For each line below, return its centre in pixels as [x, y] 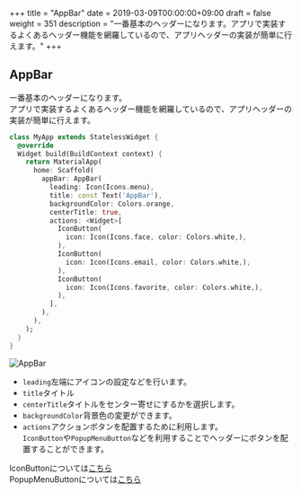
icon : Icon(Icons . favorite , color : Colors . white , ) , [164, 287]
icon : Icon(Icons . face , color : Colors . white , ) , [156, 237]
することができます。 [70, 449]
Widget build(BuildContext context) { [90, 154]
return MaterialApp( [64, 162]
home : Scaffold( [63, 171]
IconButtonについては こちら [61, 468]
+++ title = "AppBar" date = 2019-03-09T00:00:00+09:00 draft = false [140, 13]
